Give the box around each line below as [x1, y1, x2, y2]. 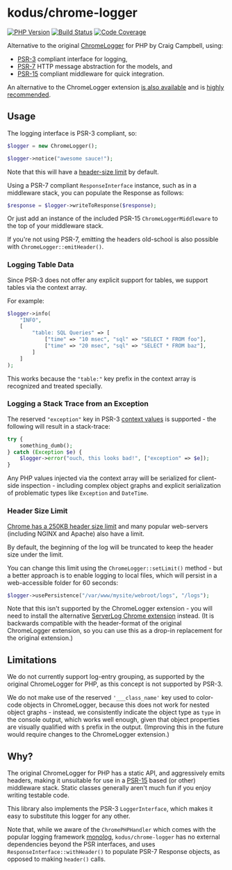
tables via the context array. [7, 283, 87, 291]
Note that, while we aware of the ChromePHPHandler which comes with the [7, 826, 217, 834]
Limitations [7, 654, 57, 666]
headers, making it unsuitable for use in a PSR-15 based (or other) [7, 776, 196, 785]
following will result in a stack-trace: [7, 422, 110, 430]
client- [198, 474, 217, 482]
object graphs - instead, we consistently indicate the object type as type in [7, 708, 221, 716]
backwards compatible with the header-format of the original [7, 619, 182, 627]
